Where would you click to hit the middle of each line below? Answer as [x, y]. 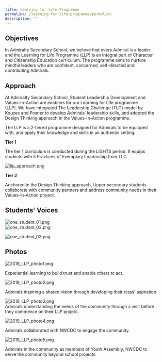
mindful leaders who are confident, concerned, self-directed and [70, 66]
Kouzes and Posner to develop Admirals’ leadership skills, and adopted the [80, 113]
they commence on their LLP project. [42, 312]
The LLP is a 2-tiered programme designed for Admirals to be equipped [76, 127]
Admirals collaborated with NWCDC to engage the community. [67, 330]
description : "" [21, 18]
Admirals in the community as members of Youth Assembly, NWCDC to [76, 349]
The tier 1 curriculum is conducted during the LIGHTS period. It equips [75, 151]
